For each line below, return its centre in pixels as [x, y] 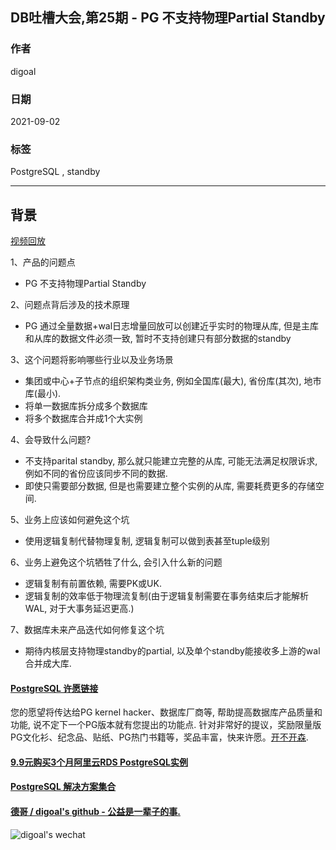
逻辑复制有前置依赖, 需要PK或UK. [93, 584]
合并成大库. [48, 664]
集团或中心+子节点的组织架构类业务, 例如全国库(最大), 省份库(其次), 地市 [173, 381]
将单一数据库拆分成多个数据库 [86, 406]
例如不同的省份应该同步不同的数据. [96, 474]
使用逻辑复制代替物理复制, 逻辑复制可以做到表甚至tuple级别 [147, 541]
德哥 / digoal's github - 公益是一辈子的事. [95, 812]
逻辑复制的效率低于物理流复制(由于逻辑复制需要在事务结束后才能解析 [166, 596]
